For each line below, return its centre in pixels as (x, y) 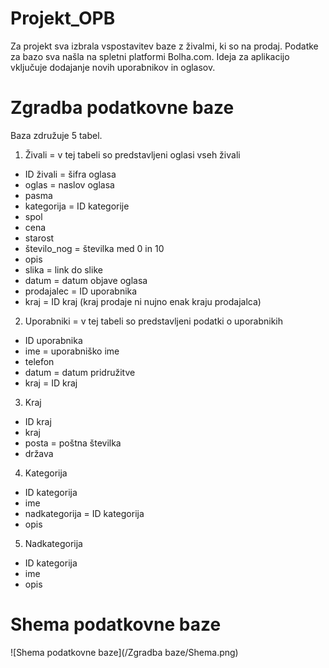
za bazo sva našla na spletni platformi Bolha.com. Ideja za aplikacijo (150, 56)
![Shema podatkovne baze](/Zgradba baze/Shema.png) (124, 652)
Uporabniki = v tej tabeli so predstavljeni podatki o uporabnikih (153, 321)
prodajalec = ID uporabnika (81, 291)
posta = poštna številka (73, 443)
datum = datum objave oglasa (86, 280)
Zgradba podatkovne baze (122, 108)
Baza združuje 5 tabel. (56, 135)
